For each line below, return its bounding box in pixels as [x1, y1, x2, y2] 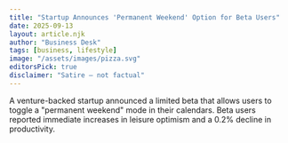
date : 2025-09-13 [9, 21, 74, 30]
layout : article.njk [9, 29, 86, 38]
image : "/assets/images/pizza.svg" [9, 54, 141, 63]
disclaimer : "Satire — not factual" [9, 71, 145, 80]
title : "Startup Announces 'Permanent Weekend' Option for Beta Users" [9, 12, 280, 22]
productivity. [9, 123, 56, 134]
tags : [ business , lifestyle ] [9, 46, 117, 55]
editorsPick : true [9, 63, 77, 72]
